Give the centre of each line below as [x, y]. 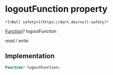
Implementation [30, 56]
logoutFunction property [56, 9]
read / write [17, 41]
